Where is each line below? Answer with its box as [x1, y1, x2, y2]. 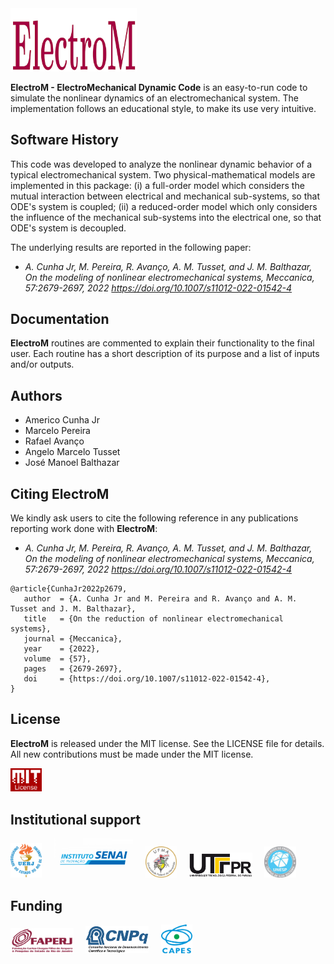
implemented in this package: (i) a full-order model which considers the [10, 179, 305, 191]
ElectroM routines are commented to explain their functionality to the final [10, 337, 315, 349]
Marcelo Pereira [24, 425, 91, 437]
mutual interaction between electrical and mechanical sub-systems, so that [10, 190, 321, 202]
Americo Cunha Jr [24, 414, 101, 426]
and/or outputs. [10, 358, 75, 371]
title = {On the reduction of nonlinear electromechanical [23, 614, 284, 624]
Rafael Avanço [24, 435, 85, 447]
